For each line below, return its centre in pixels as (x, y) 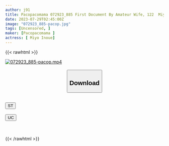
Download (84, 83)
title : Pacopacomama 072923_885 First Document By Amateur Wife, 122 (80, 15)
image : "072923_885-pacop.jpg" (38, 24)
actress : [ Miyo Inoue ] (30, 38)
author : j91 (18, 10)
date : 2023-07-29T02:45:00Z (35, 19)
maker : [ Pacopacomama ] (30, 33)
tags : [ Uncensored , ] (28, 29)
